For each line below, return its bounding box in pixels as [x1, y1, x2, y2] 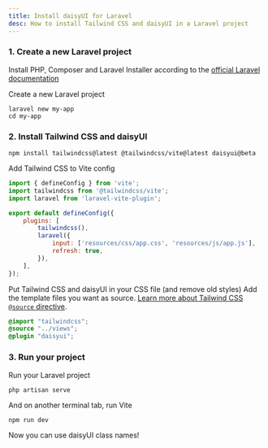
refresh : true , [51, 247, 104, 255]
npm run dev [8, 415, 49, 424]
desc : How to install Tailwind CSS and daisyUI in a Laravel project [8, 20, 249, 28]
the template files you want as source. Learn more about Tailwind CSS [8, 293, 244, 302]
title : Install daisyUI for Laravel [8, 11, 132, 20]
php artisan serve [8, 385, 71, 394]
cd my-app [8, 111, 42, 120]
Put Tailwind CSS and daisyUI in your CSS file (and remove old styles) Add [8, 284, 257, 294]
